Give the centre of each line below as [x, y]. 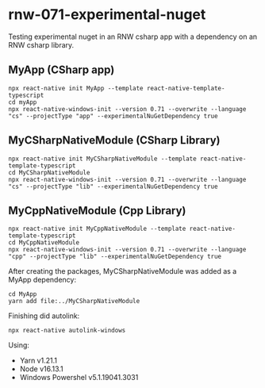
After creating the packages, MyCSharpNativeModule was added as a [123, 271]
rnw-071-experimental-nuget [107, 15]
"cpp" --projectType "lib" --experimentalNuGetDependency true [115, 257]
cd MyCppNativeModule [44, 243]
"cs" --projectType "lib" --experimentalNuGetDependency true [113, 186]
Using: [19, 345]
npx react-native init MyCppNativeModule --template [97, 229]
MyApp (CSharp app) [61, 70]
